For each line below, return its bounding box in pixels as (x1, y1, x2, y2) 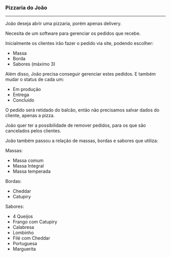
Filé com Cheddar (12, 235, 50, 241)
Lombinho (12, 229, 34, 236)
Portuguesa (12, 241, 37, 247)
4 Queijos (12, 214, 33, 220)
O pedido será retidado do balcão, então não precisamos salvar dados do (5, 107, 160, 113)
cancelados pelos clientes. (5, 128, 62, 134)
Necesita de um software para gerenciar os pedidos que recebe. (5, 30, 141, 37)
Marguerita (12, 246, 36, 252)
